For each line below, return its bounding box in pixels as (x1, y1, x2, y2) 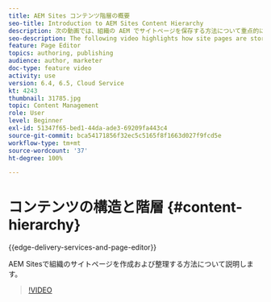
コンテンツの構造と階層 (8, 198, 165, 217)
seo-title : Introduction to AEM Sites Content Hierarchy (8, 19, 204, 27)
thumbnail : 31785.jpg (8, 94, 81, 102)
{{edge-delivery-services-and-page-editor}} (8, 242, 157, 252)
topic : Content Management (8, 101, 99, 110)
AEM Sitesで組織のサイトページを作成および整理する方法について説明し (8, 259, 248, 269)
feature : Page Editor (8, 42, 81, 50)
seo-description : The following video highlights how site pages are (8, 34, 248, 43)
